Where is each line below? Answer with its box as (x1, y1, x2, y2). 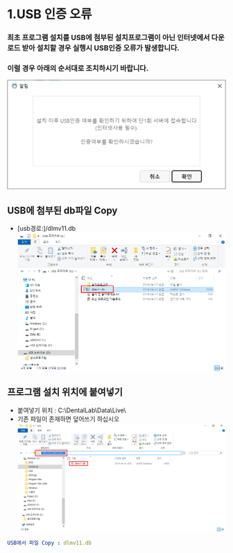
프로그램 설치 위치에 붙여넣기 (7, 386, 123, 398)
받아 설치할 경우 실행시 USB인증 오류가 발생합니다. (21, 43, 180, 53)
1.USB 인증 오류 (7, 6, 92, 22)
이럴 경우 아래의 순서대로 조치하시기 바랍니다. (7, 64, 149, 73)
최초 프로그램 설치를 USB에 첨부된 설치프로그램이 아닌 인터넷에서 (7, 33, 210, 42)
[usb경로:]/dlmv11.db (17, 225, 76, 233)
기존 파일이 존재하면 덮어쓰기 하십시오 (17, 414, 120, 423)
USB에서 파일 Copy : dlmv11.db (7, 540, 92, 547)
